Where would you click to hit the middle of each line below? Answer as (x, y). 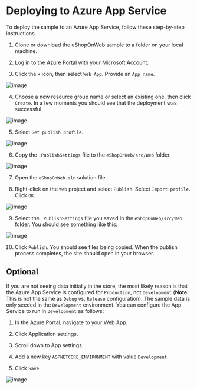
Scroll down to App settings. (49, 345)
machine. (26, 51)
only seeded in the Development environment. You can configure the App (94, 305)
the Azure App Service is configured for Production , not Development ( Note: (98, 292)
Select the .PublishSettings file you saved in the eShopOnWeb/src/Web (98, 218)
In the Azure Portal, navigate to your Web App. (71, 322)
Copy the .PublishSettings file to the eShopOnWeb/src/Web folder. (93, 155)
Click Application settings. (46, 334)
